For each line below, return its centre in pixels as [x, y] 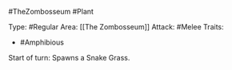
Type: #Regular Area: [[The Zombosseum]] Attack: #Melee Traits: [116, 27]
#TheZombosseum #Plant [51, 12]
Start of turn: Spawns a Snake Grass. [69, 58]
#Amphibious [42, 42]
